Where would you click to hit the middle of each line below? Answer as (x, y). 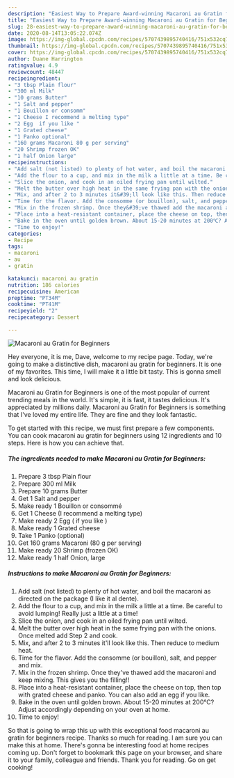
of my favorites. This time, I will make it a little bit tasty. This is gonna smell (115, 371)
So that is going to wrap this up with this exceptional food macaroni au (108, 730)
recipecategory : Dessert (44, 317)
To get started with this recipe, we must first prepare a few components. (111, 428)
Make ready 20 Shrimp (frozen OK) (68, 550)
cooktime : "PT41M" (34, 304)
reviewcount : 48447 (36, 72)
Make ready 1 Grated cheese (59, 528)
